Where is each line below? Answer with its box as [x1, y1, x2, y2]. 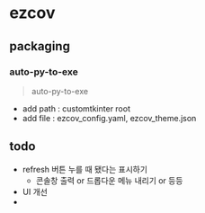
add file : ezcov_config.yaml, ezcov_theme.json [22, 112, 197, 123]
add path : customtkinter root [22, 102, 130, 114]
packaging [9, 39, 70, 54]
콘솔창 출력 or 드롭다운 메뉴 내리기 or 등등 [35, 174, 183, 186]
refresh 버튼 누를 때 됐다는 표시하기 [22, 164, 148, 174]
